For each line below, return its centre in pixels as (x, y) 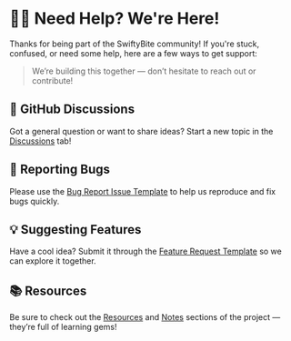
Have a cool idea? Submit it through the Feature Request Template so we (145, 251)
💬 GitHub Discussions (72, 110)
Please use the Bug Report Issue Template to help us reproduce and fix (143, 191)
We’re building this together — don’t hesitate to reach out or (144, 71)
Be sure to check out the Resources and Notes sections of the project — (145, 317)
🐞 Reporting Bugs (60, 170)
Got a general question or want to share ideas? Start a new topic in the (141, 131)
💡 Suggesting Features (75, 230)
